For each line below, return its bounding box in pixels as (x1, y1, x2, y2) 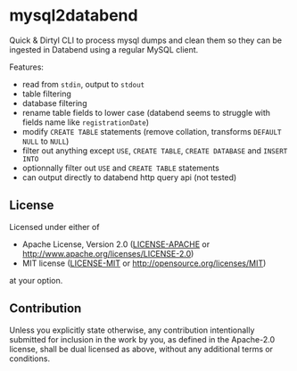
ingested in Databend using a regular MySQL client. (9, 44, 199, 54)
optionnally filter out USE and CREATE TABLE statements (21, 162, 220, 173)
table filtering (21, 88, 71, 99)
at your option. (9, 275, 63, 285)
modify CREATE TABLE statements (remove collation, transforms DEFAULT (21, 126, 282, 136)
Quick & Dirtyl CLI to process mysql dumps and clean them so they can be (9, 35, 283, 45)
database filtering (21, 97, 87, 108)
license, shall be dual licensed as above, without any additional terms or (9, 343, 274, 354)
